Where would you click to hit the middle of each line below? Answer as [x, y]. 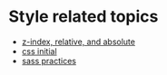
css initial [39, 51]
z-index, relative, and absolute [78, 42]
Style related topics [83, 17]
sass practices [49, 61]
